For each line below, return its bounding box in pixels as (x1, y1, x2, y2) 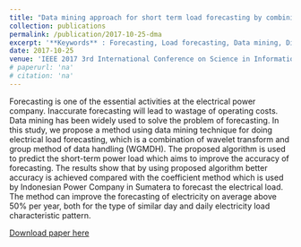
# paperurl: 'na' (9, 64, 74, 72)
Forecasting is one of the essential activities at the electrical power (9, 96, 256, 106)
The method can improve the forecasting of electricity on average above (9, 191, 278, 201)
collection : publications (9, 21, 106, 30)
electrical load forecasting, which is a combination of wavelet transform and (9, 133, 289, 144)
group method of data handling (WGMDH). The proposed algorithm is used (9, 143, 287, 154)
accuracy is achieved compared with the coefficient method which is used (9, 172, 284, 183)
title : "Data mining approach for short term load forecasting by (9, 13, 262, 22)
